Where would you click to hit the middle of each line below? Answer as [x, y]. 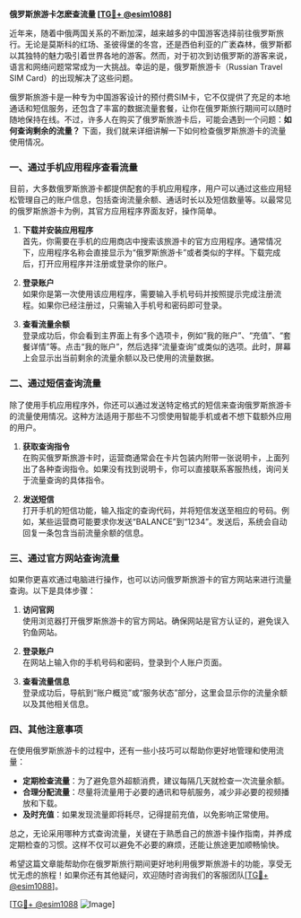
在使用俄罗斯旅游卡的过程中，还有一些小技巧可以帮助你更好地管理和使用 [142, 751]
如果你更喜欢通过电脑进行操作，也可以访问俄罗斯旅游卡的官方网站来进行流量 [150, 579]
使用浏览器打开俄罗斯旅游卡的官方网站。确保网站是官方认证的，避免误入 [155, 621]
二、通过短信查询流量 [55, 383]
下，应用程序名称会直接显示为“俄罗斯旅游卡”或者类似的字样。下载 [144, 253]
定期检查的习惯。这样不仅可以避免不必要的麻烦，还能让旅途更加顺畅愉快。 [146, 845]
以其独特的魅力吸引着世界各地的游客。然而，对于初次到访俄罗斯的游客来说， [150, 56]
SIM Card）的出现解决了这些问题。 [74, 78]
